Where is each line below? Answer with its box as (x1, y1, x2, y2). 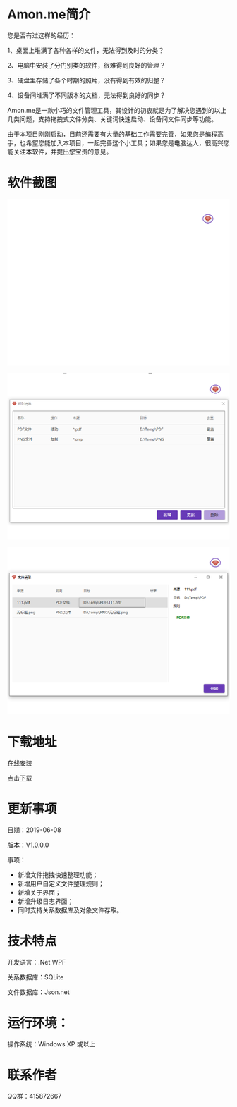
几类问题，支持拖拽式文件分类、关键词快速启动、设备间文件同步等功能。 (7, 114, 217, 123)
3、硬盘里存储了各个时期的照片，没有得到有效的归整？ (7, 75, 166, 85)
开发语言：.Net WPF (7, 958, 66, 966)
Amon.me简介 (7, 6, 91, 23)
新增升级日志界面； (17, 897, 74, 905)
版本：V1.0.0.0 (7, 840, 49, 849)
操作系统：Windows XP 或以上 (7, 1039, 96, 1048)
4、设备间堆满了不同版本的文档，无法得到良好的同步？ (7, 91, 166, 99)
